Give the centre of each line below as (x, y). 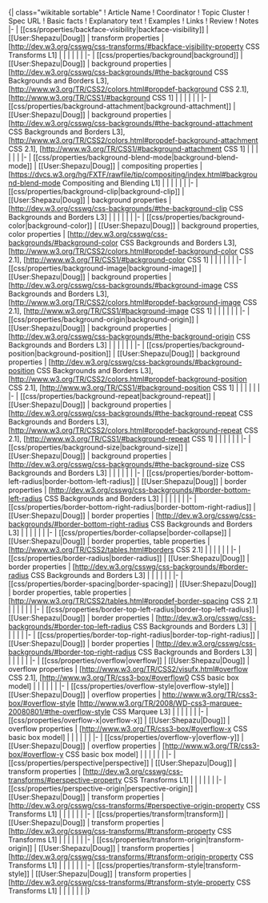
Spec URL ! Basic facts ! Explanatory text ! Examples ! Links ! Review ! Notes (134, 21)
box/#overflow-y (36, 754)
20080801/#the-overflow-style (59, 712)
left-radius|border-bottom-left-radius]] (72, 481)
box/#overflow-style (42, 703)
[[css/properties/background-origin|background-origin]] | (104, 319)
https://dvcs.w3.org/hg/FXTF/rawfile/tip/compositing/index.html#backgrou (134, 174)
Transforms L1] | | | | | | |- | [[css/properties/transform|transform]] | (118, 814)
